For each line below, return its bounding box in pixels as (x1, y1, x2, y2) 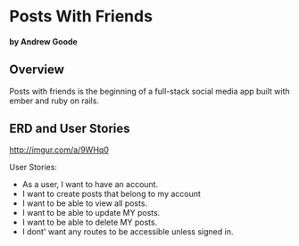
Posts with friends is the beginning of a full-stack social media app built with (9, 86, 290, 96)
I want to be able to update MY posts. (21, 208, 161, 218)
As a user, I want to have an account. (21, 179, 159, 190)
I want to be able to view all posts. (21, 198, 148, 209)
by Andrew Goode (9, 36, 78, 46)
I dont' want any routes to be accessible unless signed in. (21, 226, 234, 237)
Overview (9, 62, 65, 78)
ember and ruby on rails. (9, 95, 100, 106)
